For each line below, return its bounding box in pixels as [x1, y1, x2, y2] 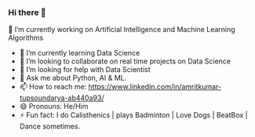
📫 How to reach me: [19, 82, 87, 92]
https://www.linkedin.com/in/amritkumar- [88, 82, 222, 92]
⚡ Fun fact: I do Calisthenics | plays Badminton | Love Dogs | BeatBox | [19, 110, 249, 120]
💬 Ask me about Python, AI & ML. [19, 74, 127, 83]
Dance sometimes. [19, 121, 81, 132]
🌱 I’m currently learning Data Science [19, 49, 140, 58]
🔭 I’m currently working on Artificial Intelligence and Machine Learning [8, 25, 235, 34]
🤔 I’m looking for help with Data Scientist [19, 65, 151, 74]
